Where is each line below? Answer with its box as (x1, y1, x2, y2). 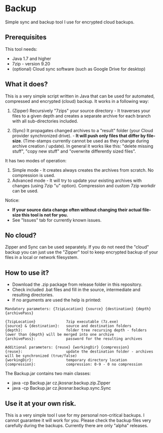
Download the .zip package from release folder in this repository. (12, 281, 143, 288)
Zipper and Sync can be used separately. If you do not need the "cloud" (5, 244, 149, 250)
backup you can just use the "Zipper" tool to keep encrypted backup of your (5, 249, 158, 255)
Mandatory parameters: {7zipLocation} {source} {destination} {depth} (5, 307, 151, 312)
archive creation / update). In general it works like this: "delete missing (12, 143, 153, 149)
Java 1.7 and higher (12, 56, 52, 61)
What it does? (5, 80, 48, 88)
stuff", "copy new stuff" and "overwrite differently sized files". (12, 148, 136, 154)
